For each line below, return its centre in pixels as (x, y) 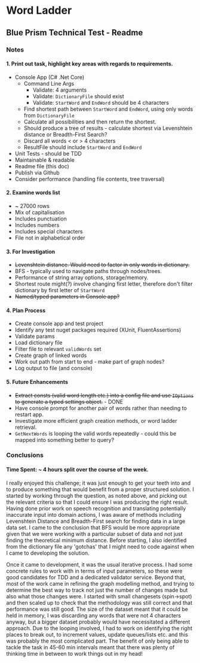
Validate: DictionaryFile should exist (78, 96)
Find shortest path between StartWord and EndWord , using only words (108, 109)
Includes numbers (37, 225)
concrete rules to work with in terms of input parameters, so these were (94, 571)
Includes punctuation (41, 219)
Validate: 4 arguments (60, 90)
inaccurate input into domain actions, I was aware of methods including (94, 514)
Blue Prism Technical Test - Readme (75, 33)
